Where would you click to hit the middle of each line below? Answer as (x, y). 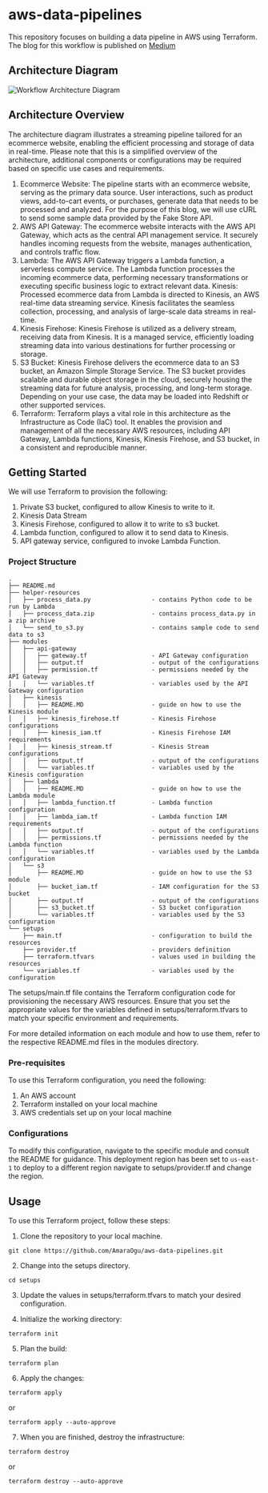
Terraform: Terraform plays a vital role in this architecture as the (125, 413)
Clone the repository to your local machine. (91, 1236)
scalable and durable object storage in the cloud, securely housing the (136, 379)
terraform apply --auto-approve (62, 1423)
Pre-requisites (37, 1063)
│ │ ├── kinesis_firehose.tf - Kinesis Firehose (112, 718)
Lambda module (32, 795)
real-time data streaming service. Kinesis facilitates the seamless (127, 302)
